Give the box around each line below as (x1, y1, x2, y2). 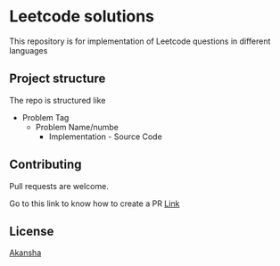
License (9, 223, 54, 238)
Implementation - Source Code (48, 131, 162, 142)
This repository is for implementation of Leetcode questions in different (9, 36, 271, 46)
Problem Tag (21, 112, 70, 122)
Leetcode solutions (9, 6, 154, 27)
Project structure (9, 71, 106, 87)
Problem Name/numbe (35, 121, 119, 132)
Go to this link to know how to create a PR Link (9, 198, 180, 209)
